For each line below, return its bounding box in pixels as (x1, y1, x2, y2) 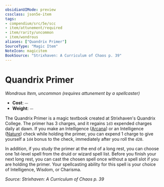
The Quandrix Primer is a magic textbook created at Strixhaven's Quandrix (5, 115, 156, 121)
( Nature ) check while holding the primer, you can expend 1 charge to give (5, 131, 154, 137)
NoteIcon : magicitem (5, 48, 48, 53)
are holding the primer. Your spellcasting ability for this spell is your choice (5, 161, 156, 167)
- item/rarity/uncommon (5, 30, 54, 35)
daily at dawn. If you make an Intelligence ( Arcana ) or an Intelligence (5, 126, 144, 132)
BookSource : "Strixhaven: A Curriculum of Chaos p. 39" (5, 53, 122, 58)
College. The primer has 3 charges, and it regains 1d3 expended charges (5, 121, 152, 126)
